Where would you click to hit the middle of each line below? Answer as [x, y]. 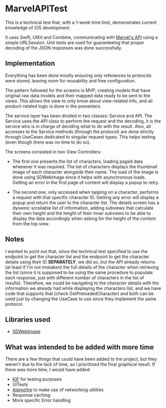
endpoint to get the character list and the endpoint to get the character [77, 257]
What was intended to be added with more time [80, 347]
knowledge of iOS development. [38, 27]
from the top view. [31, 223]
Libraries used [28, 319]
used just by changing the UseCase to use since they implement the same [81, 299]
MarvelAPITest [36, 9]
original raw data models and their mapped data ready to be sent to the [78, 95]
